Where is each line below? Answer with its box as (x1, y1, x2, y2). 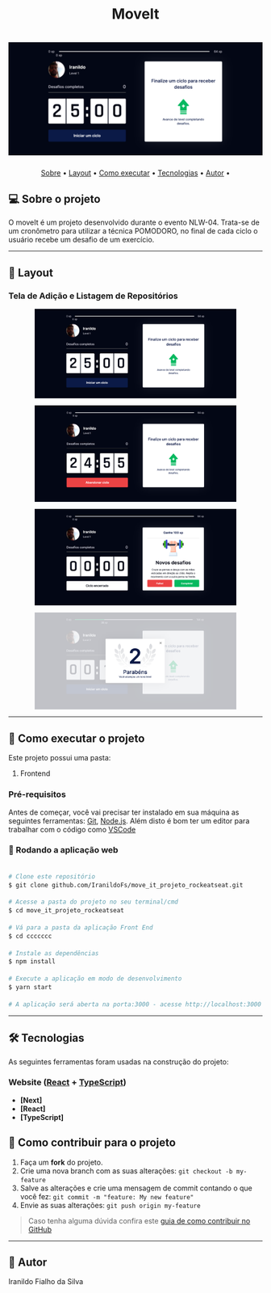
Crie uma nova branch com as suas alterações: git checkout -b (19, 1165, 233, 1176)
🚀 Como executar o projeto (8, 731, 145, 745)
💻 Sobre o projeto (8, 192, 101, 206)
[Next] (19, 1095, 43, 1105)
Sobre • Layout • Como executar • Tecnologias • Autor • (40, 167, 231, 178)
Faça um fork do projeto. (19, 1157, 103, 1167)
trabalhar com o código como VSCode (8, 824, 136, 834)
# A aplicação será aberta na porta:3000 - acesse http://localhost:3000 (8, 1000, 262, 1009)
